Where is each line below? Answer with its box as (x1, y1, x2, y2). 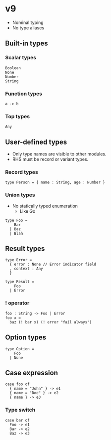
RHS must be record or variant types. (12, 156, 88, 162)
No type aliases (12, 24, 45, 30)
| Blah (9, 231, 23, 236)
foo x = (5, 315, 21, 320)
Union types (5, 191, 36, 198)
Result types (5, 245, 45, 253)
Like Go (19, 208, 36, 214)
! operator (5, 299, 30, 306)
